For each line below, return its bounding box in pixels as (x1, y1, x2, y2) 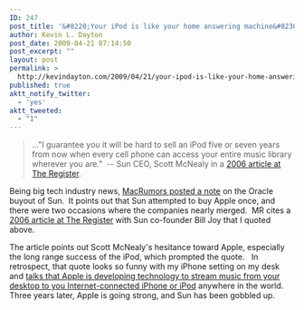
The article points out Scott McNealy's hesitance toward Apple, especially (9, 242, 285, 253)
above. (9, 224, 35, 236)
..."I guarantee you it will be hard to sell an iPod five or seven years (31, 140, 280, 150)
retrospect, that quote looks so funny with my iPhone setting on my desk (9, 261, 280, 272)
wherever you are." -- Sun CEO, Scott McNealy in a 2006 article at (31, 159, 281, 170)
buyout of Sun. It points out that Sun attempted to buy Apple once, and (9, 196, 276, 207)
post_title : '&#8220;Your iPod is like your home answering (9, 22, 242, 31)
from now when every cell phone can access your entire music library (31, 149, 292, 160)
